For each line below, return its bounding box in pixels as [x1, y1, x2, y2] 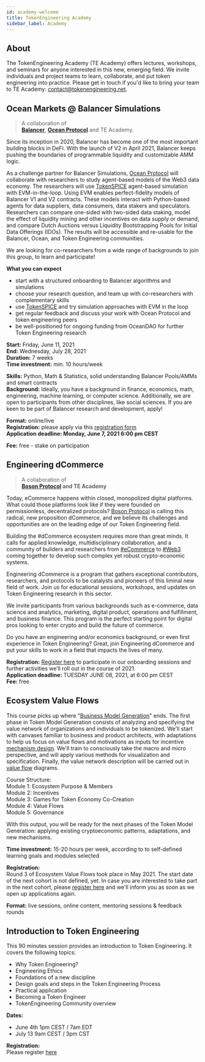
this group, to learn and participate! [6, 253, 95, 260]
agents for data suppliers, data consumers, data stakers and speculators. [6, 202, 191, 209]
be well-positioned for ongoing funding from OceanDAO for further [15, 323, 184, 330]
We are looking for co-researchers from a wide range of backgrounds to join [6, 247, 199, 254]
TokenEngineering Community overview [15, 1000, 116, 1007]
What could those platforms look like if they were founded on [6, 501, 160, 508]
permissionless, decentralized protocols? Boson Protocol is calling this [6, 507, 184, 514]
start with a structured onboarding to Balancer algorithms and [15, 277, 171, 284]
